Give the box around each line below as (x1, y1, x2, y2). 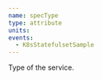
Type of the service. (8, 63, 74, 72)
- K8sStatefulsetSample (15, 41, 94, 49)
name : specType (8, 11, 59, 20)
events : (8, 33, 34, 42)
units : (8, 26, 30, 34)
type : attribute (8, 19, 62, 27)
